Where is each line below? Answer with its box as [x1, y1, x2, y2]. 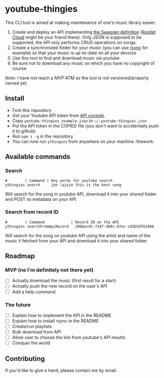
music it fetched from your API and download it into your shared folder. [5, 238, 148, 244]
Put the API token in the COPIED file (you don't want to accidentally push [12, 123, 159, 129]
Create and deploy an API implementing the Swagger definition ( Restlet [12, 29, 156, 35]
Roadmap [5, 252, 35, 260]
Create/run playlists [12, 324, 52, 330]
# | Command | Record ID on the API [5, 220, 119, 224]
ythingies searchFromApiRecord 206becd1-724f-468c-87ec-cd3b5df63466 [5, 224, 154, 229]
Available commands [5, 153, 70, 161]
